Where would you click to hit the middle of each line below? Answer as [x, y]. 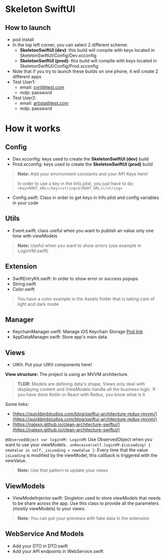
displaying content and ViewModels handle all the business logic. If [86, 389]
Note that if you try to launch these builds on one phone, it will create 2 [85, 71]
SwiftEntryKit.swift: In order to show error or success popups [75, 278]
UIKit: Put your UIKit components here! [52, 365]
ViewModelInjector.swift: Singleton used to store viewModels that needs [86, 498]
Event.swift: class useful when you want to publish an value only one [83, 230]
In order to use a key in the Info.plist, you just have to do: [76, 184]
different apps [27, 77]
